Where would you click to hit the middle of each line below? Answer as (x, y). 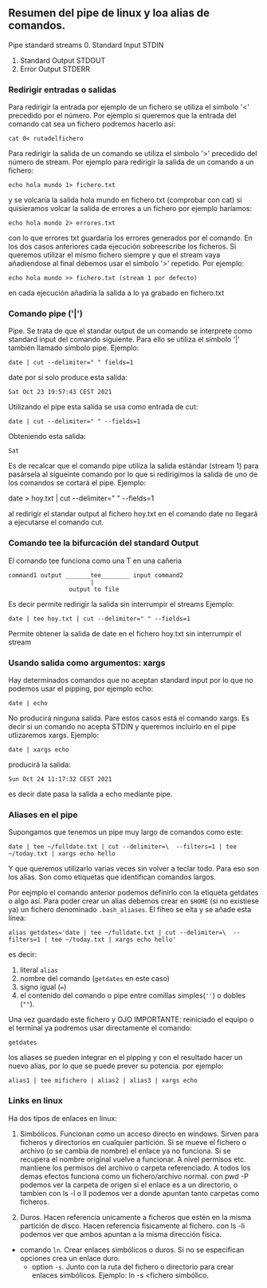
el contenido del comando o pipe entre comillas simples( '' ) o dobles (132, 995)
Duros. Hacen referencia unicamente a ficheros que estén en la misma (135, 1217)
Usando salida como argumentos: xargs (87, 663)
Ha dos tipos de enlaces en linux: (63, 1118)
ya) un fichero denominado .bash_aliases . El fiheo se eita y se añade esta (130, 910)
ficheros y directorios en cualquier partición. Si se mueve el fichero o (133, 1142)
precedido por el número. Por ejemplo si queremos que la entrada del (122, 116)
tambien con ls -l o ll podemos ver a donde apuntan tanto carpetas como (139, 1193)
